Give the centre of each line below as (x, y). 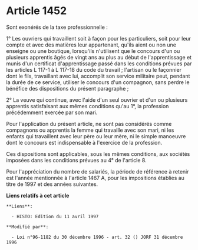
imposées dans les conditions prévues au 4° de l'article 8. (76, 160)
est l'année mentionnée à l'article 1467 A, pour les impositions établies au (95, 178)
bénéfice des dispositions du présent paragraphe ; (67, 88)
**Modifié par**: (27, 227)
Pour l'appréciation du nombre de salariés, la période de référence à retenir (98, 171)
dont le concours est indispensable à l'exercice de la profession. (84, 142)
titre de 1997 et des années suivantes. (52, 184)
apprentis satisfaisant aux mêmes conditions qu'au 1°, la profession (88, 106)
